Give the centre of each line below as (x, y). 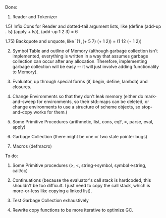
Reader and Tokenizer (35, 17)
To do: (12, 156)
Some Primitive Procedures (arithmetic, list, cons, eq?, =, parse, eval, (83, 122)
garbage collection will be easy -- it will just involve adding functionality (85, 67)
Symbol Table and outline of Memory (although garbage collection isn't (85, 51)
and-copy (22, 112)
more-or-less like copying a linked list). (52, 191)
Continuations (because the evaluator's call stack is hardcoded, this (82, 180)
